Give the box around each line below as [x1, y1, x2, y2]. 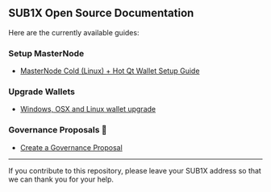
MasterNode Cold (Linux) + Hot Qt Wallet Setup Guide [19, 66, 200, 76]
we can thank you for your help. [8, 174, 115, 184]
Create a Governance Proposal [19, 142, 123, 152]
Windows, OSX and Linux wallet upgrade [19, 104, 156, 114]
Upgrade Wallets [8, 86, 75, 97]
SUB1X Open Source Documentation [8, 6, 194, 20]
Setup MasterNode [8, 47, 85, 59]
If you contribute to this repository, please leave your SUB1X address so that [8, 165, 262, 175]
